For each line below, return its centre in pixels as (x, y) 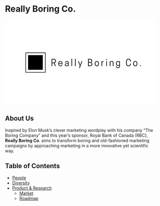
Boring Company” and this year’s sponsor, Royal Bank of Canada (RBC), (77, 135)
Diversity (21, 183)
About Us (19, 119)
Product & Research (32, 188)
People (19, 177)
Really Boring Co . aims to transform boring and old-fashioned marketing (77, 140)
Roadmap (29, 198)
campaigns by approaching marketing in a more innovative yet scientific (77, 145)
